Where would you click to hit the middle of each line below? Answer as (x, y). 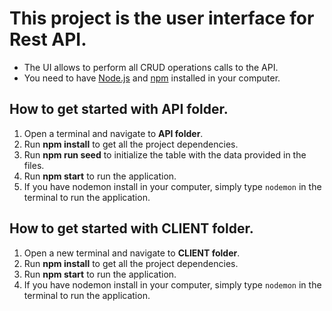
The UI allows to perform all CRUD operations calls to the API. (151, 67)
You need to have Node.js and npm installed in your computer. (152, 78)
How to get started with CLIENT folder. (131, 228)
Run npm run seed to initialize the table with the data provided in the (165, 154)
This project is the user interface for (162, 18)
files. (34, 165)
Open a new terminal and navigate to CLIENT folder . (132, 253)
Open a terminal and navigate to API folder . (113, 133)
